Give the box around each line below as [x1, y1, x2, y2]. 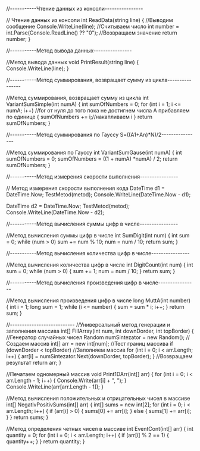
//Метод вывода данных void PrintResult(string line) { [6, 59, 139, 65]
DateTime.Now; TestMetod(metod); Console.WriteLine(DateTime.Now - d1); [6, 191, 191, 198]
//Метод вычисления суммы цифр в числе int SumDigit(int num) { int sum [6, 232, 190, 239]
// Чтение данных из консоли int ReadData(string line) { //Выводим [6, 17, 173, 23]
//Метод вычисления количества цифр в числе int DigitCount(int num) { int [6, 261, 193, 268]
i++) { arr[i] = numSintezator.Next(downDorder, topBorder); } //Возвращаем [6, 353, 193, 359]
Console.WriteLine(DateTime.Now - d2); [6, 209, 105, 216]
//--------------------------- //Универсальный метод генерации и [6, 321, 171, 328]
